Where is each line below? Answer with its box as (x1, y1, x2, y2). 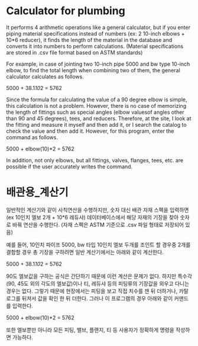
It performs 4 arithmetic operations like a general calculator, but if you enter (6, 24, 191, 31)
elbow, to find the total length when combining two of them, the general (6, 66, 180, 73)
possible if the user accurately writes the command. (6, 163, 133, 170)
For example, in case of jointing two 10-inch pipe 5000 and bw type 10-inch (6, 60, 190, 68)
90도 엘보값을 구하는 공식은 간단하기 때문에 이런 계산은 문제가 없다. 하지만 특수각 (6, 273, 192, 280)
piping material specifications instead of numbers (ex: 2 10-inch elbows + (6, 30, 185, 37)
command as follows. (6, 133, 58, 140)
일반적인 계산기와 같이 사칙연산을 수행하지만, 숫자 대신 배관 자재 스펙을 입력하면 (6, 206, 189, 213)
